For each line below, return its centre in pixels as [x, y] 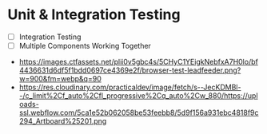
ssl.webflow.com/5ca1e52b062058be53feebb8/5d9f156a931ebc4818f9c [139, 112]
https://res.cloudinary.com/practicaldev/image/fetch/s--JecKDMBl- [130, 87]
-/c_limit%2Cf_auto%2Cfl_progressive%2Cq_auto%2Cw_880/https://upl [138, 96]
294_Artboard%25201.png [63, 121]
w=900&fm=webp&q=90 [60, 79]
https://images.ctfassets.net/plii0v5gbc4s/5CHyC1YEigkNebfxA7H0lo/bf [139, 62]
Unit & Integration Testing [94, 15]
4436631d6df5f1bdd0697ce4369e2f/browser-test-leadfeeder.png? [130, 70]
